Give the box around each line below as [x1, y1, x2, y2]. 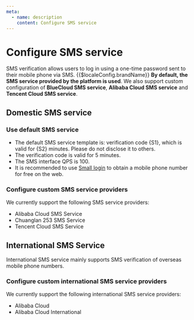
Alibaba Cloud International [14, 309, 82, 316]
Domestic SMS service [6, 108, 92, 118]
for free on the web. [14, 171, 64, 177]
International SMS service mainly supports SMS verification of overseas [6, 256, 182, 263]
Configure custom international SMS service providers [6, 277, 167, 286]
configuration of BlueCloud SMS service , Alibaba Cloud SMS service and [6, 84, 188, 91]
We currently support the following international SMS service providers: [6, 291, 182, 298]
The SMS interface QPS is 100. [14, 158, 90, 165]
